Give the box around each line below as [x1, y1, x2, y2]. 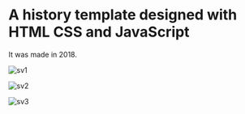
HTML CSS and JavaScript [8, 23, 190, 41]
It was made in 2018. [8, 49, 77, 59]
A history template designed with [8, 6, 238, 24]
